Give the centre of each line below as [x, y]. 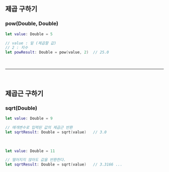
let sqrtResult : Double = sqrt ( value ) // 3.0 [56, 132]
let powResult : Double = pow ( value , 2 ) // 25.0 [57, 52]
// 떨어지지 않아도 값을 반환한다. [36, 160]
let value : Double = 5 [29, 34]
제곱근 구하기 [24, 94]
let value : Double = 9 [29, 118]
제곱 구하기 [21, 9]
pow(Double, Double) [32, 24]
